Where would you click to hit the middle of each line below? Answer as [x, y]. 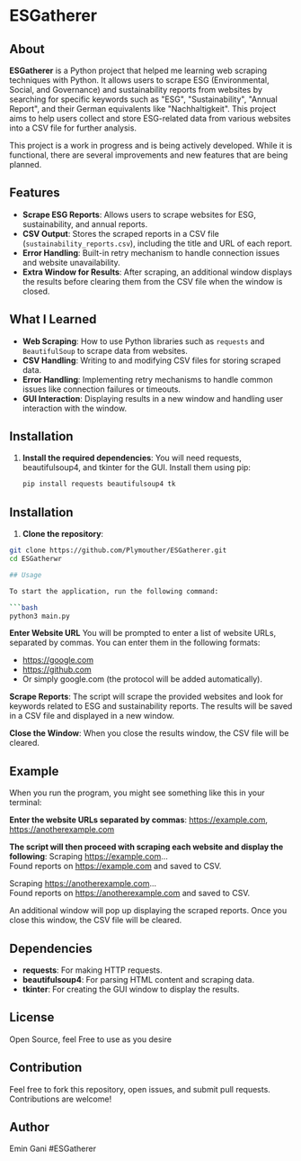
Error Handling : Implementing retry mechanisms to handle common [148, 379]
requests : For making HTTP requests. [93, 970]
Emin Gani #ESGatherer [53, 1148]
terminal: [26, 803]
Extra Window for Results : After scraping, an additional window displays [157, 272]
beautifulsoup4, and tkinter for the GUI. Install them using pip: [137, 467]
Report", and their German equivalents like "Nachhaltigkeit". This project [143, 109]
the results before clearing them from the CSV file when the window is [152, 281]
